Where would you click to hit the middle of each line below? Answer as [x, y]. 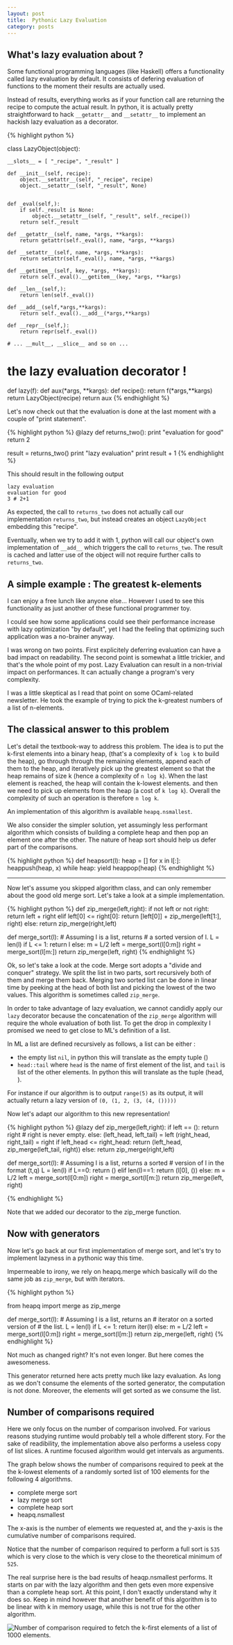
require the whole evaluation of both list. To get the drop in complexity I [109, 1023]
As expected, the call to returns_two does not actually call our [96, 512]
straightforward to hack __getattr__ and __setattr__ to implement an [106, 115]
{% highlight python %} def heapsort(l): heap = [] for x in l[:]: [94, 860]
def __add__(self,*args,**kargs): [57, 308]
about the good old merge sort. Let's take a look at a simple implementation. [116, 895]
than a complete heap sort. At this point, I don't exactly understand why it [112, 1592]
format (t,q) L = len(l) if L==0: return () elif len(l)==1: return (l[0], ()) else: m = [116, 1170]
